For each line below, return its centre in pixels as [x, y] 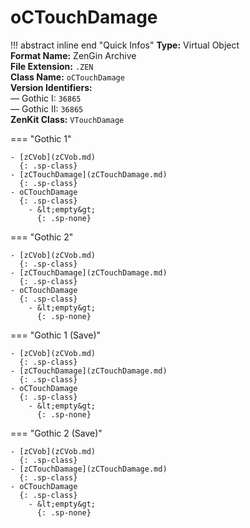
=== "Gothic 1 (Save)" [56, 335]
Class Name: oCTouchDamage [67, 77]
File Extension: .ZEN [52, 66]
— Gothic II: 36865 [47, 108]
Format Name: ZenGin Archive [73, 55]
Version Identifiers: [51, 87]
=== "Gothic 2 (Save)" [56, 433]
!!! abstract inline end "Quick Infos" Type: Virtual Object [125, 45]
